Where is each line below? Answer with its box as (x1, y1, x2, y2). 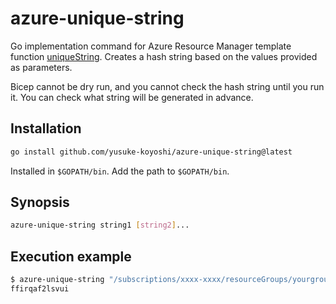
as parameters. (10, 61, 73, 73)
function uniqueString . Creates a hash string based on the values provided (10, 50, 318, 62)
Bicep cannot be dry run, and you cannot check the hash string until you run (10, 80, 325, 92)
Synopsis (10, 194, 70, 211)
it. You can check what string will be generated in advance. (10, 91, 254, 103)
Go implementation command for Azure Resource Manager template (10, 40, 292, 52)
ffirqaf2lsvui (10, 284, 70, 294)
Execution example (10, 248, 132, 265)
